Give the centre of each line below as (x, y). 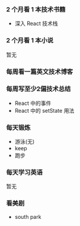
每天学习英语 (25, 172)
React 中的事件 (33, 103)
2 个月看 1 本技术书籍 (36, 9)
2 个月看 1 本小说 (30, 41)
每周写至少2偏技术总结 (39, 89)
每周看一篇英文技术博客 (39, 72)
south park (28, 216)
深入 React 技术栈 (36, 24)
